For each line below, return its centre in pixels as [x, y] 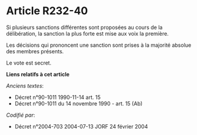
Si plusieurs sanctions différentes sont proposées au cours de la [84, 27]
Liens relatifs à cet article [38, 74]
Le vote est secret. [29, 63]
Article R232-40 [47, 11]
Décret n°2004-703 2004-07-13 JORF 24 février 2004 [81, 126]
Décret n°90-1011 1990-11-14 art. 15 [57, 97]
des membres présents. [35, 51]
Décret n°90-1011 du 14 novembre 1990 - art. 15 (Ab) [79, 103]
